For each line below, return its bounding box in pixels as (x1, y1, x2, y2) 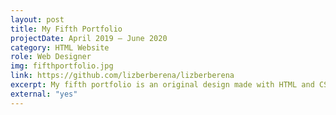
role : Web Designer (10, 52, 92, 62)
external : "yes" (10, 89, 78, 99)
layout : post (10, 14, 65, 25)
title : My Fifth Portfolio (10, 24, 123, 34)
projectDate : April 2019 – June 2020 (10, 33, 168, 43)
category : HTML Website (10, 42, 110, 53)
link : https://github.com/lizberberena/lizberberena (10, 71, 235, 81)
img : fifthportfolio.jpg (10, 61, 114, 71)
